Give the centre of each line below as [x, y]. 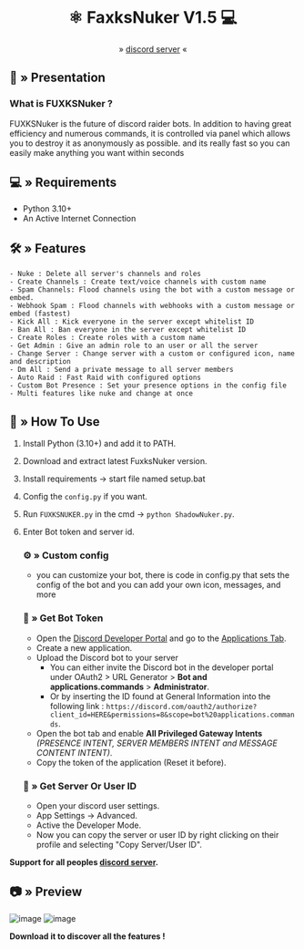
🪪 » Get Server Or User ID [80, 786]
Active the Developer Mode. [89, 825]
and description [40, 362]
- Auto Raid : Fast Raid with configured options [106, 378]
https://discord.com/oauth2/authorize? [182, 707]
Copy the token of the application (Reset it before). [131, 762]
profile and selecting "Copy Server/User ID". [119, 844]
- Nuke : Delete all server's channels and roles [106, 274]
